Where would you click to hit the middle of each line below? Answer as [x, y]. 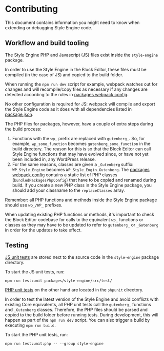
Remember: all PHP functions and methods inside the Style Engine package [81, 200]
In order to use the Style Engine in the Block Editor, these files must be [76, 69]
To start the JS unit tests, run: [35, 271]
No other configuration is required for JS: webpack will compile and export [80, 104]
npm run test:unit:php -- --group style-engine [54, 343]
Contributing [31, 9]
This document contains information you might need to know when [72, 22]
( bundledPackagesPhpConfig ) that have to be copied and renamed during [84, 180]
